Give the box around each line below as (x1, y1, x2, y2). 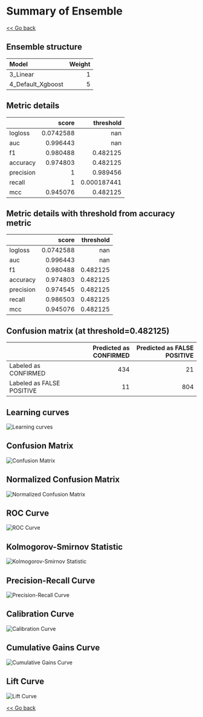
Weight (69, 59, 91, 68)
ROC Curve (6, 508, 50, 519)
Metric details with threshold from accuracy (6, 208, 175, 219)
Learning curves (6, 407, 69, 418)
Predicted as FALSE (136, 344, 194, 352)
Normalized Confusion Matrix (6, 475, 120, 485)
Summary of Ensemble (6, 4, 123, 18)
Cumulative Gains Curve (6, 642, 100, 653)
